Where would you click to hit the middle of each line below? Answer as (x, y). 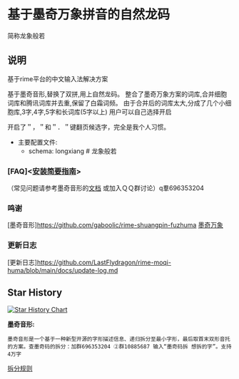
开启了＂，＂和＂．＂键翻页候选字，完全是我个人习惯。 (88, 127)
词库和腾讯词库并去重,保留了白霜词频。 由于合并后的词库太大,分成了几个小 (117, 103)
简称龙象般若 (26, 36)
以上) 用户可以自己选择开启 (132, 112)
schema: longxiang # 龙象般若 (72, 151)
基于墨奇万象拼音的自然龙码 (89, 15)
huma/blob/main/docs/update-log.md (63, 270)
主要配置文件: (37, 142)
